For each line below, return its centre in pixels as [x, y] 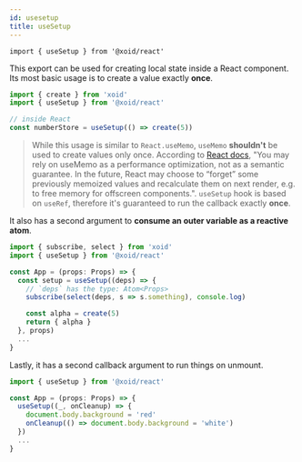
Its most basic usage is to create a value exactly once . [111, 77]
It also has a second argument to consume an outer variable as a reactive [149, 221]
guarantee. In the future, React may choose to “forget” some [145, 174]
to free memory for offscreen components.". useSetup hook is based [159, 193]
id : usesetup [34, 18]
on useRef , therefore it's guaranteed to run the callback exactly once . [161, 203]
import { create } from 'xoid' [69, 95]
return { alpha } [59, 322]
